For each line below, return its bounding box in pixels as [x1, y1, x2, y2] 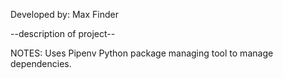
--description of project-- [10, 28, 116, 39]
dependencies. [10, 58, 72, 69]
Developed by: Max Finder [10, 9, 119, 20]
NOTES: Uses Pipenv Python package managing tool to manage [10, 47, 274, 59]
